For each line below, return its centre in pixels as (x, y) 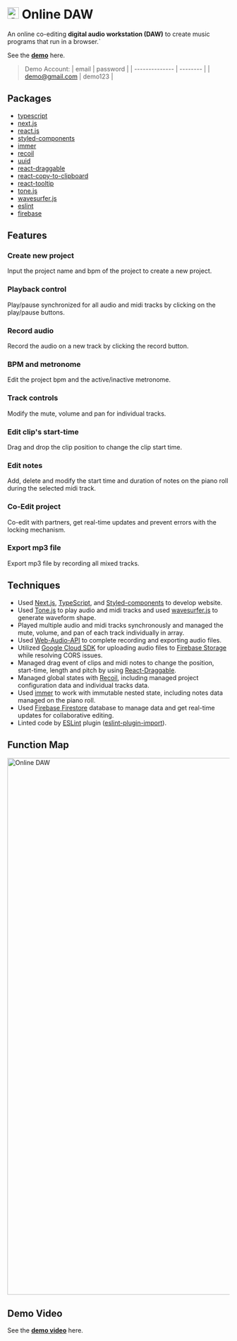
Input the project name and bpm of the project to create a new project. (110, 271)
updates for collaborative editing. (66, 715)
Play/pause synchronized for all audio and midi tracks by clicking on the (112, 305)
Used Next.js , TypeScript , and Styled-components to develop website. (120, 602)
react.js (29, 131)
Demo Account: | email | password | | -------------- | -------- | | (117, 69)
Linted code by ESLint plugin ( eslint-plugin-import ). (92, 722)
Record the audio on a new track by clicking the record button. (98, 346)
